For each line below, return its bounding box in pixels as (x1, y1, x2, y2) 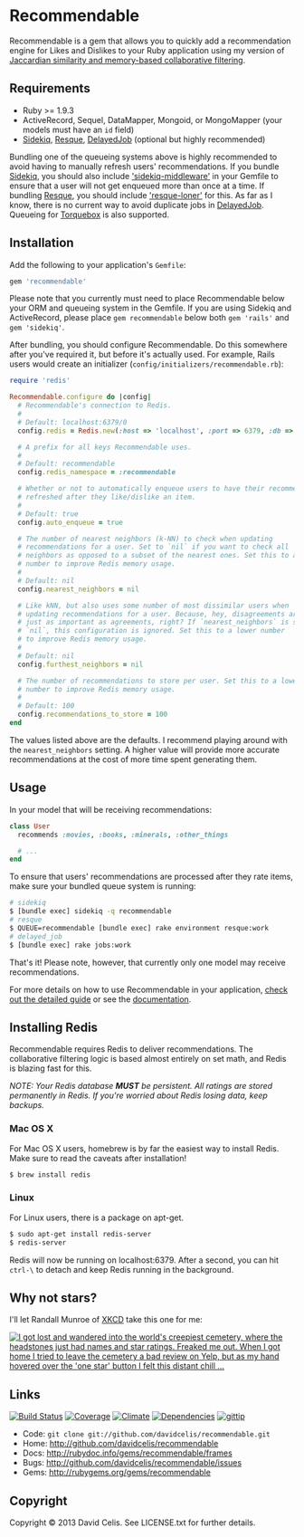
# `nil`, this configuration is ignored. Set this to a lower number (17, 626, 285, 635)
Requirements (9, 81, 90, 96)
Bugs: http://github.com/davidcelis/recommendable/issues (22, 1457, 242, 1468)
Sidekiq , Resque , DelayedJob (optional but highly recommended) (22, 133, 266, 145)
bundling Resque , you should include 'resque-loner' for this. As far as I (9, 189, 273, 200)
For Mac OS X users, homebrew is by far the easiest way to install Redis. (9, 1142, 280, 1154)
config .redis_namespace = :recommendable (17, 468, 176, 477)
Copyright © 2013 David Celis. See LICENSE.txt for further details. (9, 1517, 256, 1528)
